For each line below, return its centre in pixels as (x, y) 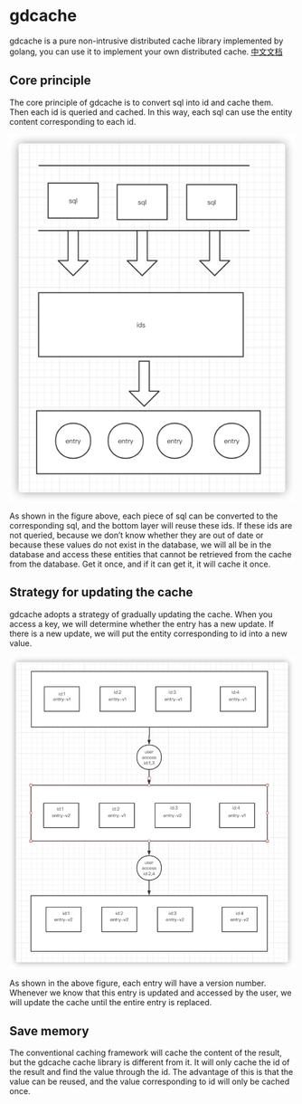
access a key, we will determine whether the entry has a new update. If (142, 623)
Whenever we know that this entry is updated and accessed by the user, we (151, 993)
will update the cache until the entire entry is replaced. (111, 1003)
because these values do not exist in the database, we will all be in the (141, 545)
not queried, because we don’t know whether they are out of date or (137, 535)
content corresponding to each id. (73, 121)
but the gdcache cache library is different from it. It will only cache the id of (150, 1062)
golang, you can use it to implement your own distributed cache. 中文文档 (146, 52)
